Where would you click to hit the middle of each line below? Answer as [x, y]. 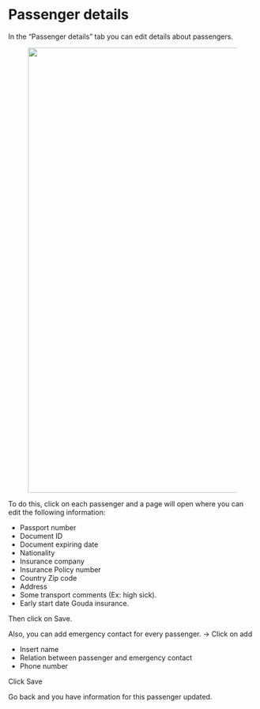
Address [33, 586]
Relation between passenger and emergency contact [106, 658]
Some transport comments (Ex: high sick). [88, 594]
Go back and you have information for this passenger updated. [110, 696]
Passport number [48, 527]
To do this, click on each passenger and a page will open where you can [126, 503]
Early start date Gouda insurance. [74, 603]
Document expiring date [59, 544]
